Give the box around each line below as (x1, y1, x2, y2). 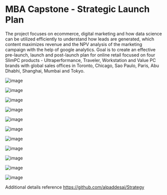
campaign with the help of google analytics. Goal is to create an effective (5, 46, 156, 52)
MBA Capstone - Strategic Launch (5, 3, 150, 15)
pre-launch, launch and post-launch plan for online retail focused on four (5, 51, 155, 58)
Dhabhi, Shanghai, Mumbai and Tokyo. (5, 67, 85, 73)
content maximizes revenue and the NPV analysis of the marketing (5, 41, 142, 47)
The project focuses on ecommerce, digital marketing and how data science (5, 30, 162, 36)
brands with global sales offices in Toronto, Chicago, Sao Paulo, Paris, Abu (5, 62, 159, 68)
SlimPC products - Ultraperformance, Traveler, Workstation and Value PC (5, 57, 156, 63)
